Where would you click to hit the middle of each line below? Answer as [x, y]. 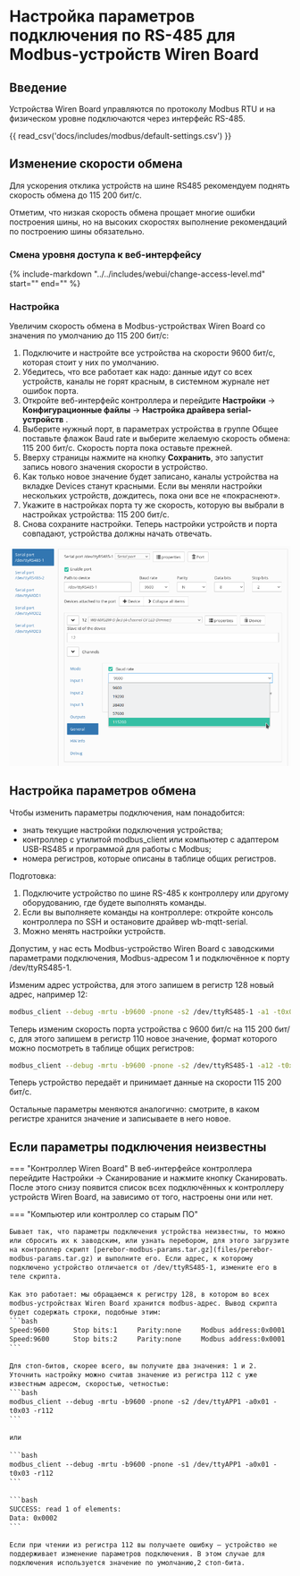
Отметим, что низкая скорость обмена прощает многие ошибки [133, 212]
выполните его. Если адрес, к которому [179, 1259]
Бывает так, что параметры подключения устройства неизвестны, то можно [147, 1232]
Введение [38, 87]
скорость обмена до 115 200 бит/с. [76, 195]
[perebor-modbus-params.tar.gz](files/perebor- [183, 1250]
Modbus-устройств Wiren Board [134, 55]
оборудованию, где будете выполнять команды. [114, 902]
